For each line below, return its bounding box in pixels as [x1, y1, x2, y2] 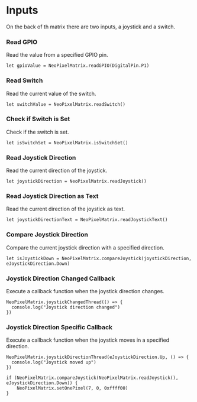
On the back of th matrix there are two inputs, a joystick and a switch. [6, 23, 176, 30]
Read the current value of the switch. [6, 90, 96, 97]
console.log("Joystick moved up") [11, 359, 96, 365]
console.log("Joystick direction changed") [11, 304, 120, 310]
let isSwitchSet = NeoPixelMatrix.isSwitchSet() [6, 140, 128, 145]
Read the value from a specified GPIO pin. [6, 51, 108, 59]
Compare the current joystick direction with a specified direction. [6, 244, 164, 251]
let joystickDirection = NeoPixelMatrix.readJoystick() [6, 179, 147, 184]
